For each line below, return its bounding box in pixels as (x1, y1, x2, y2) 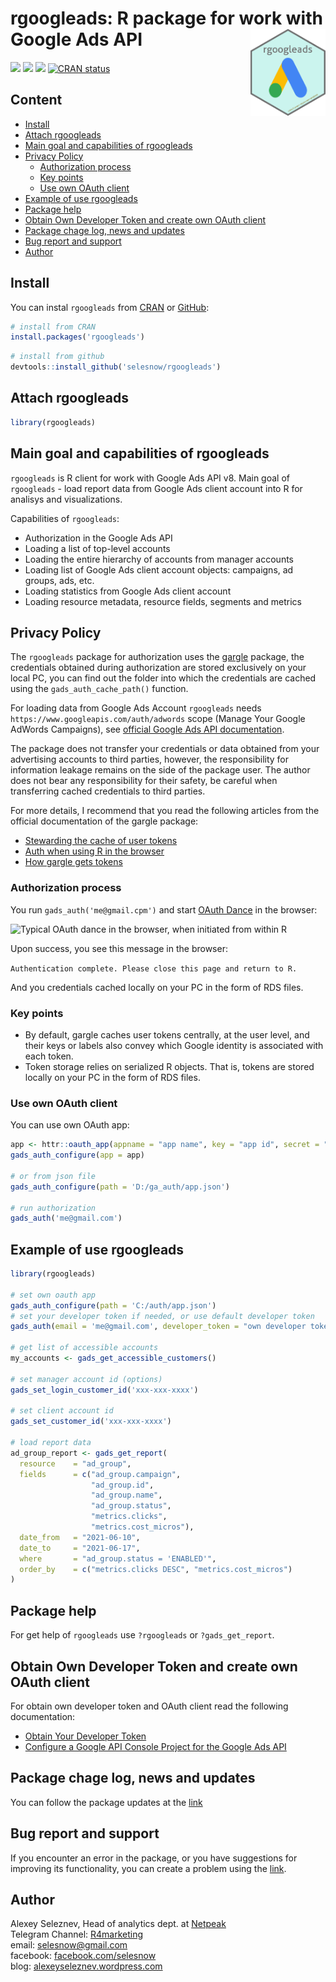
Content (10, 92, 63, 109)
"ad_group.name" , (90, 1490, 163, 1501)
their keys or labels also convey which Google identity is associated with (24, 1039, 324, 1051)
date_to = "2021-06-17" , (19, 1543, 141, 1553)
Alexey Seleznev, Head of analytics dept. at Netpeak (10, 1918, 227, 1930)
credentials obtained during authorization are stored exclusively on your (10, 662, 307, 674)
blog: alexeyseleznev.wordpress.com (10, 1960, 163, 1972)
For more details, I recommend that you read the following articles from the (10, 805, 320, 817)
